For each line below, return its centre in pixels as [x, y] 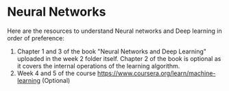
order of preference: [36, 38]
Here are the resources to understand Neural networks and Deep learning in [114, 31]
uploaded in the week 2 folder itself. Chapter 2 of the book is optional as [119, 58]
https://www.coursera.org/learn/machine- [156, 73]
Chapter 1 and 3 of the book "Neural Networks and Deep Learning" [112, 51]
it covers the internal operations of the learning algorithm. [98, 66]
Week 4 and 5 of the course [56, 73]
